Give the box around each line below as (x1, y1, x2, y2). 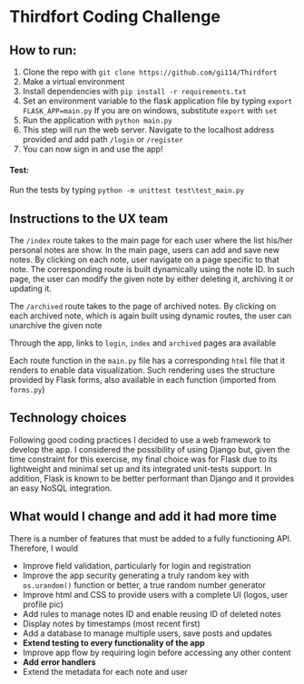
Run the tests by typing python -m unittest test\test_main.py (9, 184, 245, 196)
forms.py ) (9, 384, 45, 396)
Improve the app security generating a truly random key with (22, 570, 250, 581)
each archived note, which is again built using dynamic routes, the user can (9, 310, 292, 321)
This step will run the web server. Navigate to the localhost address (22, 124, 275, 135)
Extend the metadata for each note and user (22, 666, 188, 677)
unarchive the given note (9, 320, 103, 331)
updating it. (9, 283, 53, 294)
